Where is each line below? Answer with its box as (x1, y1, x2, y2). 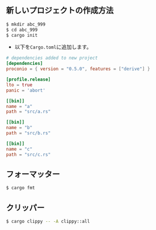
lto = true (6, 82, 33, 88)
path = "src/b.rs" (6, 130, 51, 136)
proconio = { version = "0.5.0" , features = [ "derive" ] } (6, 66, 150, 72)
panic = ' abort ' (6, 87, 46, 93)
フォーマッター (6, 169, 60, 179)
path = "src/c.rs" (6, 151, 51, 158)
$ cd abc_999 (6, 27, 38, 33)
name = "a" (6, 103, 33, 109)
